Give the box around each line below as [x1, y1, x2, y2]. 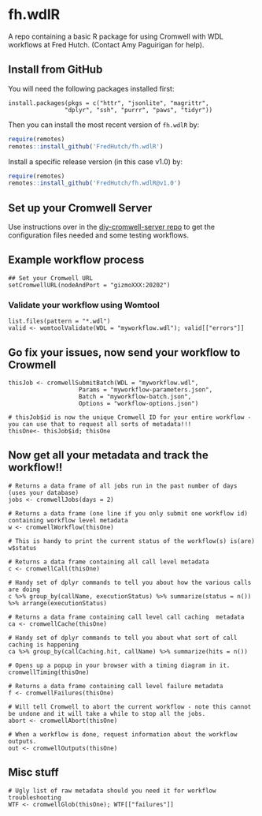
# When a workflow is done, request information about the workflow [8, 730, 238, 739]
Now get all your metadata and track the [8, 448, 208, 462]
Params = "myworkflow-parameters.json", [78, 385, 213, 394]
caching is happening [8, 641, 79, 649]
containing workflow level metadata [8, 516, 128, 524]
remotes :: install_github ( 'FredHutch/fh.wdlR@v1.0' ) [8, 179, 181, 187]
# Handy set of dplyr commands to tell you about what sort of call [8, 634, 238, 642]
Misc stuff [8, 765, 59, 779]
